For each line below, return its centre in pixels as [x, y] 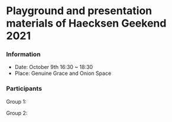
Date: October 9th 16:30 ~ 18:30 [54, 67]
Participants [24, 88]
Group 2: [17, 113]
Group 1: [16, 101]
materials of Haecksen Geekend [86, 23]
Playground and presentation [79, 11]
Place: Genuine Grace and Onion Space [63, 73]
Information [23, 54]
